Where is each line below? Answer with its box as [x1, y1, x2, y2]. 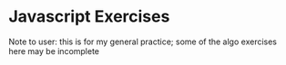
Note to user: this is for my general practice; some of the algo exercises [8, 36, 277, 47]
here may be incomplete [8, 45, 100, 56]
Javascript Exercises [8, 6, 170, 27]
